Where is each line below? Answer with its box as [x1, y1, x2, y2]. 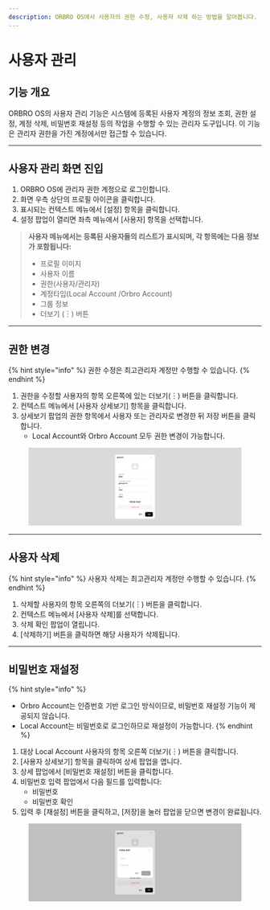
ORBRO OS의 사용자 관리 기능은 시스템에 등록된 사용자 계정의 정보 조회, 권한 [8, 109, 248, 118]
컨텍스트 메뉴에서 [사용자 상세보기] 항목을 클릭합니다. [19, 401, 186, 411]
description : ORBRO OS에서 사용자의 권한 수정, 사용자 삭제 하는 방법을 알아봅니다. [8, 13, 258, 21]
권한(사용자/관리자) [39, 279, 100, 289]
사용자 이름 [39, 269, 75, 279]
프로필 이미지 [39, 259, 82, 268]
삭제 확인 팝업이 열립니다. [19, 619, 100, 629]
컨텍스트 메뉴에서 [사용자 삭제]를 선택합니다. [19, 609, 159, 619]
